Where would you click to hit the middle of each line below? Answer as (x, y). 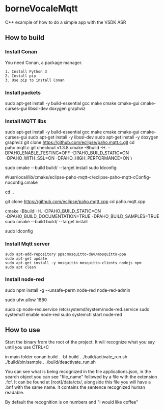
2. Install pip (21, 76)
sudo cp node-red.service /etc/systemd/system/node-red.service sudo (77, 309)
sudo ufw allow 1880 (26, 300)
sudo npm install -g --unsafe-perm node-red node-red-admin (68, 290)
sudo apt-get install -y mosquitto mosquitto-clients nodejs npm (73, 263)
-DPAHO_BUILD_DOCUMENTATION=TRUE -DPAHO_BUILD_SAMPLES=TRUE (82, 216)
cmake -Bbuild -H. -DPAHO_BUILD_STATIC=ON (53, 211)
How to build (25, 38)
